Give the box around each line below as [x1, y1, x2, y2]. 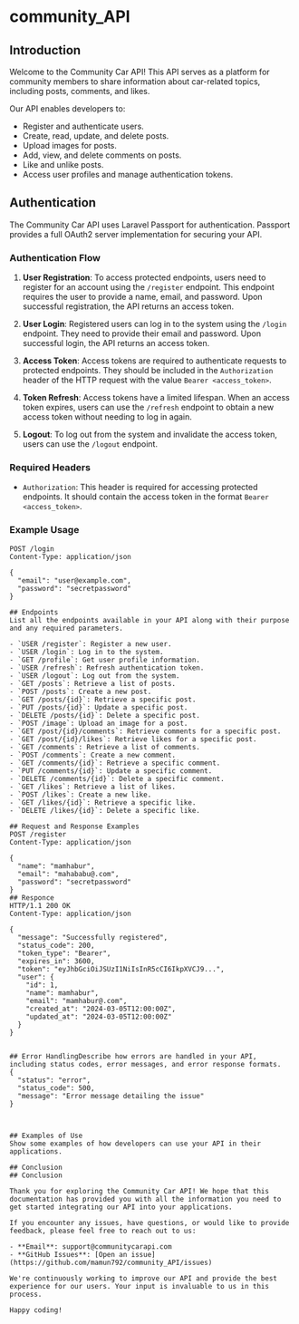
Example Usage [9, 524, 80, 536]
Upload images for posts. [22, 140, 118, 150]
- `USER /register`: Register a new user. [9, 639, 172, 649]
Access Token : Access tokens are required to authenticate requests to [22, 355, 287, 366]
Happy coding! [9, 1305, 63, 1315]
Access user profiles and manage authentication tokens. [22, 169, 234, 179]
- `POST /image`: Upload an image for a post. [9, 719, 188, 728]
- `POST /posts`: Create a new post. [9, 687, 152, 696]
